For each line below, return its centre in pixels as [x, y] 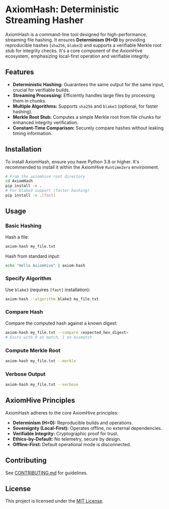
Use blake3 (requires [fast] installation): [48, 289]
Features [20, 72]
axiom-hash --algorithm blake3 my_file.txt [52, 299]
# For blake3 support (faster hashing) [48, 191]
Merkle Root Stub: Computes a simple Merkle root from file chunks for [87, 117]
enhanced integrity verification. [46, 122]
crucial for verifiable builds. [41, 90]
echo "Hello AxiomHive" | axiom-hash [45, 265]
